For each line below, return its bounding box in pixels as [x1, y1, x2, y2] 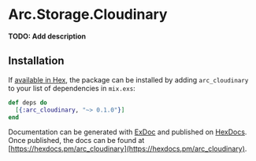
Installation [8, 54, 65, 68]
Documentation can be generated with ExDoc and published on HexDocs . [8, 127, 247, 137]
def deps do [8, 98, 47, 107]
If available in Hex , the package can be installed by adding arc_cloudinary [8, 75, 249, 84]
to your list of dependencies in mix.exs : [8, 83, 135, 93]
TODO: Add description [8, 31, 87, 41]
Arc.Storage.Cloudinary [8, 5, 168, 24]
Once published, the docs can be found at [8, 136, 145, 145]
